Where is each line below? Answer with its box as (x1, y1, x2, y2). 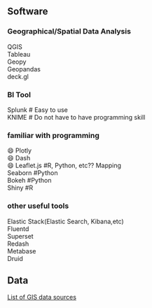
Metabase (7, 246, 36, 255)
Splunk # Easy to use (7, 105, 68, 114)
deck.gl (7, 72, 29, 80)
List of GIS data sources (7, 293, 77, 302)
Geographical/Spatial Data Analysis (7, 27, 132, 36)
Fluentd (7, 224, 29, 233)
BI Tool (7, 90, 32, 99)
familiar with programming (7, 130, 100, 140)
